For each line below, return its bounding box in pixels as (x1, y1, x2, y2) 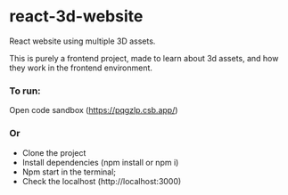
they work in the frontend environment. (9, 62, 153, 73)
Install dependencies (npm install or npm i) (21, 157, 179, 167)
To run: (9, 85, 42, 97)
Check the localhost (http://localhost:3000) (21, 175, 182, 186)
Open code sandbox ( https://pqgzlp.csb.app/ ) (9, 105, 178, 116)
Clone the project (21, 147, 86, 158)
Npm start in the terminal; (21, 167, 117, 177)
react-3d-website (9, 6, 144, 27)
